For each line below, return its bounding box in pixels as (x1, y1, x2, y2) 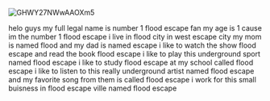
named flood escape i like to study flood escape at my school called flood (8, 57, 254, 67)
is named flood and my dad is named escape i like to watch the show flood (8, 40, 256, 50)
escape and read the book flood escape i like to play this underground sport (8, 49, 260, 58)
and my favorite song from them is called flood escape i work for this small (8, 75, 256, 84)
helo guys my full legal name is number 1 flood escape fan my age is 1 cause (8, 23, 262, 32)
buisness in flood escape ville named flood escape (8, 83, 177, 93)
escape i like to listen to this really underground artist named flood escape (8, 66, 255, 76)
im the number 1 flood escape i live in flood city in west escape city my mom (8, 32, 262, 41)
